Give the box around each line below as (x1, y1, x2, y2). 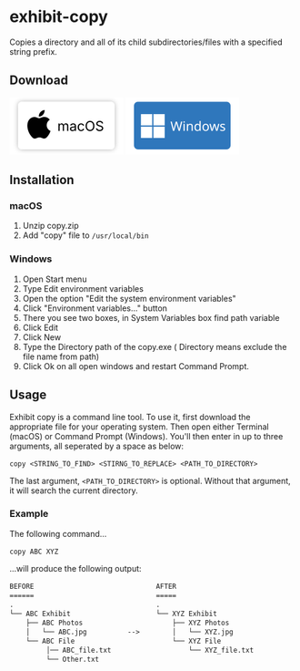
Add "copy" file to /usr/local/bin (22, 230, 149, 241)
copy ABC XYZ (9, 547, 59, 556)
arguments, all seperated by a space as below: (9, 440, 185, 451)
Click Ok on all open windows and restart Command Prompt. (22, 360, 250, 371)
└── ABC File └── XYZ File (25, 636, 222, 645)
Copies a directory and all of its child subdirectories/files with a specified (9, 36, 283, 47)
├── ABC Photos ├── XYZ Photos (25, 618, 230, 627)
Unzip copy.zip (22, 221, 79, 232)
